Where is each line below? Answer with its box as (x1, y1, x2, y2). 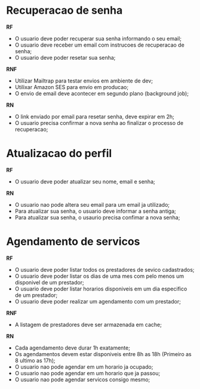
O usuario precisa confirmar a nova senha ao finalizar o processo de (14, 119, 184, 126)
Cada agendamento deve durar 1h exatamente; (14, 344, 130, 351)
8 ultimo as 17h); (14, 357, 56, 364)
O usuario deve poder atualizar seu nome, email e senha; (14, 177, 155, 185)
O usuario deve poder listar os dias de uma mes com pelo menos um (14, 272, 184, 280)
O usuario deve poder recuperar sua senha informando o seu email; (14, 35, 182, 42)
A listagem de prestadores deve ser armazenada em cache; (14, 321, 162, 328)
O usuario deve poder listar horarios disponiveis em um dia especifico (14, 285, 187, 292)
